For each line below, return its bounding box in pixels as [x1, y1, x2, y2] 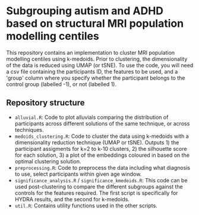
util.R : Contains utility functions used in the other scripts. [14, 202, 157, 209]
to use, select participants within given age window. [14, 170, 142, 178]
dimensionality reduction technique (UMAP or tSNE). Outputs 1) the [14, 138, 179, 146]
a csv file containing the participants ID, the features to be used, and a [6, 68, 178, 75]
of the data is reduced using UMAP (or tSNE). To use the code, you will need [6, 61, 194, 69]
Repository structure [6, 98, 85, 108]
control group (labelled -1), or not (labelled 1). [6, 80, 117, 87]
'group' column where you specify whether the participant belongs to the [6, 74, 185, 81]
